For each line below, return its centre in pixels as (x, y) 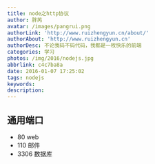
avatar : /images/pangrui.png (49, 26)
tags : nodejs (26, 78)
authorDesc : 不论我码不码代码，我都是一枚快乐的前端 (74, 45)
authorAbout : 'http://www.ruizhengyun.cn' (69, 39)
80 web (28, 137)
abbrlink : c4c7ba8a (35, 65)
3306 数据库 (35, 154)
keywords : (21, 84)
